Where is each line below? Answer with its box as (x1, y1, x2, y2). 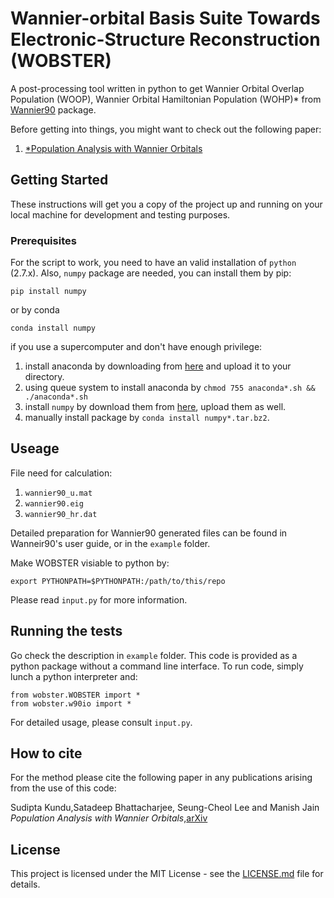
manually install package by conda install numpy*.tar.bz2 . (24, 412, 270, 424)
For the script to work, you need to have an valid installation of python (10, 257, 297, 269)
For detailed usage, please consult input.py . (10, 716, 193, 728)
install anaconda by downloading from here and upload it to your (24, 360, 292, 372)
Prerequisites (10, 233, 77, 247)
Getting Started (10, 172, 109, 189)
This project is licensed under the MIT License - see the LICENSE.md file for (10, 868, 324, 880)
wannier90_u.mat (24, 488, 93, 498)
